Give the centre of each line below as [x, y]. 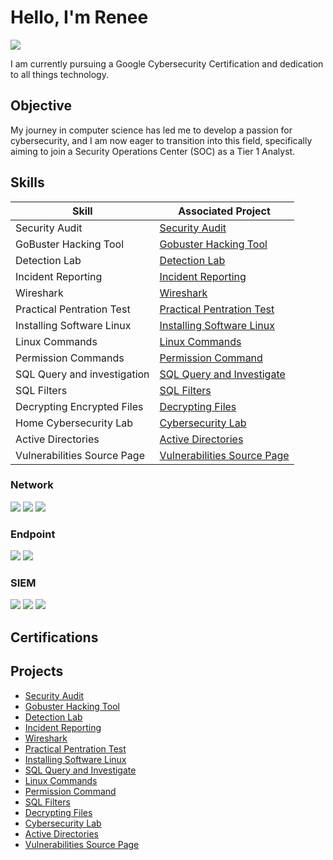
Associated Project [224, 211]
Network [32, 485]
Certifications [54, 637]
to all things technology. [59, 74]
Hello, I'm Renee [79, 17]
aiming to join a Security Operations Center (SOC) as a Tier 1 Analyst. [153, 151]
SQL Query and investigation [82, 374]
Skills [27, 182]
